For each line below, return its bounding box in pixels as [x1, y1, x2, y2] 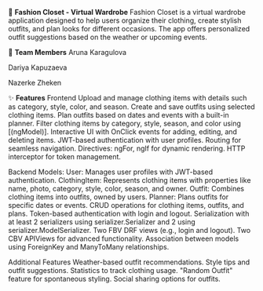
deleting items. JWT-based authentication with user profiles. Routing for [8, 136, 242, 144]
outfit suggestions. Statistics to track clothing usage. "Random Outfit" [8, 266, 233, 275]
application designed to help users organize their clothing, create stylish [8, 16, 242, 25]
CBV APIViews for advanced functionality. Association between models [8, 234, 239, 243]
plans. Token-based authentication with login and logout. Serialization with [8, 209, 250, 218]
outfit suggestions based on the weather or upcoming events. [8, 32, 208, 42]
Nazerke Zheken [8, 78, 62, 87]
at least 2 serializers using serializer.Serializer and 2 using [8, 217, 196, 227]
